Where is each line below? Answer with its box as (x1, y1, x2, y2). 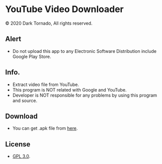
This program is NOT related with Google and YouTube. (12, 87, 127, 93)
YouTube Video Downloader (5, 4, 124, 15)
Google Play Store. (12, 53, 51, 59)
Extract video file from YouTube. (12, 81, 79, 88)
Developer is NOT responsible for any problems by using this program (12, 92, 157, 98)
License (5, 140, 31, 148)
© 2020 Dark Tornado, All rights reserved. (5, 20, 93, 26)
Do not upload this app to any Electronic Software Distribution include (12, 48, 157, 54)
